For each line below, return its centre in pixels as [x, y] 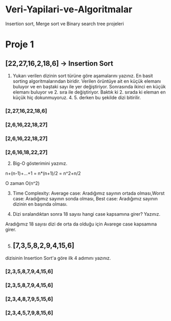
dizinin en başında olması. [40, 204]
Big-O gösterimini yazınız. [40, 163]
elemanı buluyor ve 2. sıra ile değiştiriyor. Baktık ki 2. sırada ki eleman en [89, 92]
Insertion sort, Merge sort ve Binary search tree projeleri [65, 24]
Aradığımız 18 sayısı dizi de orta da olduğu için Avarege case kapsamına [81, 224]
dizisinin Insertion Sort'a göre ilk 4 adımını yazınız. [58, 258]
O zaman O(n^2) [23, 183]
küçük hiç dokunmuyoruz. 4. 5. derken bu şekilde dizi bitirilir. [77, 97]
